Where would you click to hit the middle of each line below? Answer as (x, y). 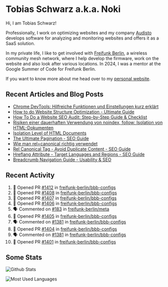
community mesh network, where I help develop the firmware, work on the (82, 58)
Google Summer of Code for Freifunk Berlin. (51, 69)
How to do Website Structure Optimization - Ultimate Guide (74, 111)
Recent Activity (30, 175)
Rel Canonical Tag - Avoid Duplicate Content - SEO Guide (72, 149)
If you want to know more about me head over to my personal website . (78, 78)
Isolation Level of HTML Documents (50, 133)
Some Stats (24, 257)
